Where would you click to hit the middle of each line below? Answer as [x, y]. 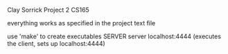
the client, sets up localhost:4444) [56, 43]
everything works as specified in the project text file [81, 23]
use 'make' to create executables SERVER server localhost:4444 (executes [114, 36]
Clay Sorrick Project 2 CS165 [49, 10]
